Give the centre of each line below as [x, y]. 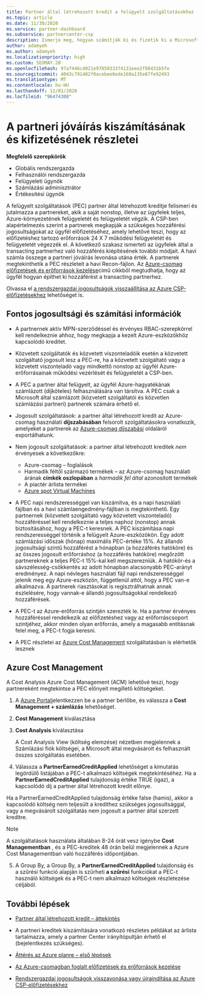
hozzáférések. [33, 599]
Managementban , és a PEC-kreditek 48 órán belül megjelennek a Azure [98, 847]
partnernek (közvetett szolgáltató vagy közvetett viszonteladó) [93, 515]
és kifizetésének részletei [72, 139]
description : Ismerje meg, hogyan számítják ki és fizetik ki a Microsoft [103, 40]
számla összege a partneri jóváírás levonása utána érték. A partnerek [93, 257]
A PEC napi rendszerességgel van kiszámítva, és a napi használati [98, 502]
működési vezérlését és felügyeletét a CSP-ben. [113, 373]
